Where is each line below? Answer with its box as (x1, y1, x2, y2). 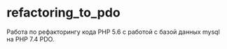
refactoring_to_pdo (6, 5, 121, 21)
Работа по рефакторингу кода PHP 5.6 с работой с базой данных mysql (6, 28, 220, 36)
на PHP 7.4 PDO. (6, 35, 55, 43)
